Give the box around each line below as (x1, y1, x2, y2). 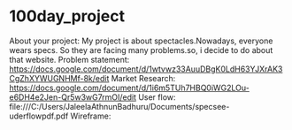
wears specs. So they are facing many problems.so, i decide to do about (9, 44, 273, 55)
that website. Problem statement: (9, 54, 130, 65)
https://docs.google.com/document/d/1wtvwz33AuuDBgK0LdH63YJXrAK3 (9, 64, 283, 74)
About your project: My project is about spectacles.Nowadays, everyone (9, 35, 273, 46)
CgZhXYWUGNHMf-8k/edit (9, 73, 110, 83)
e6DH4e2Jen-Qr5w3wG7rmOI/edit (9, 91, 137, 103)
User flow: (138, 91, 176, 103)
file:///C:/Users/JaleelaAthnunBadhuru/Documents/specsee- (9, 101, 230, 111)
